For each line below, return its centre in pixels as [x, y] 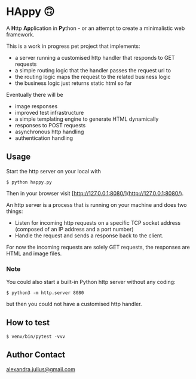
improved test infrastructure [49, 112]
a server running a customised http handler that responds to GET [95, 57]
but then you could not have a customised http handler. [74, 304]
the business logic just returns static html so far [73, 83]
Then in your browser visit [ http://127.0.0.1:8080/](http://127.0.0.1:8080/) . [95, 193]
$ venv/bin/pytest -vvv [36, 337]
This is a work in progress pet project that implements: [73, 46]
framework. [20, 34]
